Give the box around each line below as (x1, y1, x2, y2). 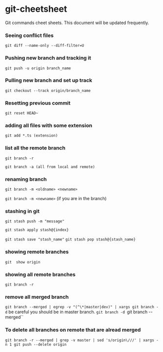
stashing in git (5, 207, 40, 214)
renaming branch (5, 176, 47, 182)
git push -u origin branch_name (5, 65, 71, 71)
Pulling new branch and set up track (5, 77, 93, 84)
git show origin (5, 260, 41, 264)
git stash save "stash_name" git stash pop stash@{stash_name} (5, 237, 136, 242)
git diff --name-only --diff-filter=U (5, 43, 84, 48)
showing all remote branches (5, 271, 76, 278)
